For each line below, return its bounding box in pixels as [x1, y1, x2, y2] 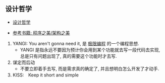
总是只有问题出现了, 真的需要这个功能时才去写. [20, 53, 117, 59]
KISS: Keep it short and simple [12, 72, 79, 78]
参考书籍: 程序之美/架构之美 [12, 30, 70, 36]
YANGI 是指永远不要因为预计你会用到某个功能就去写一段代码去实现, [20, 47, 160, 53]
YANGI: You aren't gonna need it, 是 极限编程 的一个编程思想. [12, 40, 140, 46]
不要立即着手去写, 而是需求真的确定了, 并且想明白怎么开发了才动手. [20, 65, 159, 71]
